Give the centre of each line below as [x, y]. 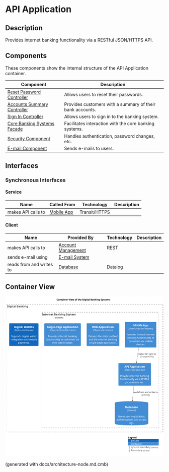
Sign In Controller [25, 116]
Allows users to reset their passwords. [104, 95]
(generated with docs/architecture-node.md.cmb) [57, 464]
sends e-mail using [27, 257]
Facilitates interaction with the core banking [109, 124]
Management [72, 250]
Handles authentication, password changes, [109, 136]
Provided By [81, 238]
